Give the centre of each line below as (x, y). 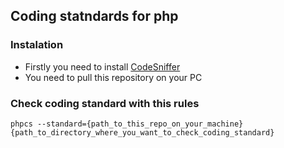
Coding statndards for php (94, 16)
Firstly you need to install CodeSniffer (102, 66)
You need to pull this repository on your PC (113, 77)
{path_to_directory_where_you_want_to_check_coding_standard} (142, 132)
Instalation (37, 45)
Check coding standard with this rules (105, 103)
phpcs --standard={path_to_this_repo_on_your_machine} (127, 124)
